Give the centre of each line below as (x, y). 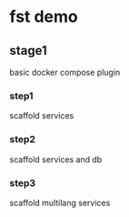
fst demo (44, 17)
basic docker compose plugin (65, 72)
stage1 (28, 51)
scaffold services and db (56, 159)
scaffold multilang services (60, 202)
